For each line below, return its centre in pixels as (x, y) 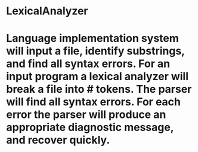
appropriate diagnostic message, (90, 127)
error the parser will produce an (86, 115)
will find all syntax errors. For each (93, 102)
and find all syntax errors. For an (88, 64)
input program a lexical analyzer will (98, 77)
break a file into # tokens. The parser (99, 89)
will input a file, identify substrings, (95, 51)
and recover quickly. (58, 140)
